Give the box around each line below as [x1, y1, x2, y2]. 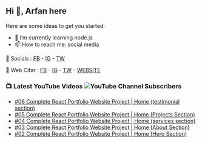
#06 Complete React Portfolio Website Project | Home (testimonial [14, 98, 180, 105]
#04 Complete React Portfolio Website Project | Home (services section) [14, 118, 196, 125]
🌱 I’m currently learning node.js [14, 34, 93, 41]
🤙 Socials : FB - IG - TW [5, 55, 65, 62]
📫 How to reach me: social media [14, 41, 99, 48]
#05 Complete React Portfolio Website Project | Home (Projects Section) [14, 111, 195, 118]
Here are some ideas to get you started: [5, 22, 106, 29]
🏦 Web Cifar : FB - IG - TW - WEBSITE [5, 66, 101, 73]
